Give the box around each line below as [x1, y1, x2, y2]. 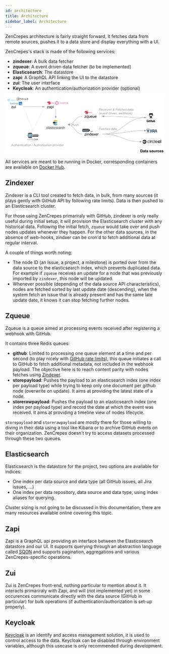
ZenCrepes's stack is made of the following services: [5, 49, 116, 55]
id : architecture [5, 8, 42, 13]
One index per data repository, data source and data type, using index [12, 489, 158, 495]
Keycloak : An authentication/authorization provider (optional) [12, 85, 140, 91]
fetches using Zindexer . [12, 371, 62, 377]
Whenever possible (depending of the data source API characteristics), [12, 281, 160, 287]
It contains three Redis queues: [5, 340, 70, 347]
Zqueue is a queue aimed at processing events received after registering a [5, 325, 160, 331]
